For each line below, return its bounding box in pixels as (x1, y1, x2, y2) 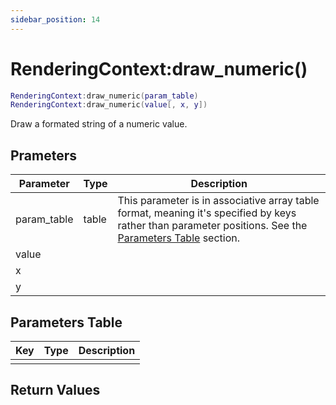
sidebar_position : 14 (10, 14, 101, 25)
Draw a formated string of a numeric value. (10, 118, 188, 130)
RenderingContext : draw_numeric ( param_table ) (10, 91, 199, 101)
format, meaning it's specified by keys (117, 206, 297, 220)
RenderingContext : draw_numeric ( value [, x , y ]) (10, 100, 208, 110)
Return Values (10, 382, 101, 399)
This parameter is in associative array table (117, 194, 320, 208)
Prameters (10, 147, 78, 164)
